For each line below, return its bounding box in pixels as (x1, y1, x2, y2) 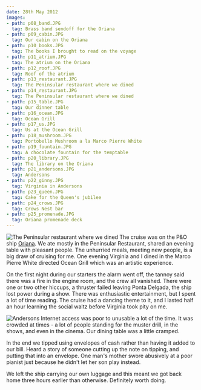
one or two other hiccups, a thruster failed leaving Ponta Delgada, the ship (6, 284, 192, 291)
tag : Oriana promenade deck (12, 217, 83, 223)
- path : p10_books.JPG (6, 43, 64, 49)
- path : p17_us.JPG (6, 122, 56, 128)
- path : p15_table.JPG (6, 99, 64, 105)
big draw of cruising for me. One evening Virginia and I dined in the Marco (6, 253, 191, 260)
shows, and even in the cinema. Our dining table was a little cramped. (6, 328, 180, 334)
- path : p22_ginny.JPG (6, 178, 64, 184)
